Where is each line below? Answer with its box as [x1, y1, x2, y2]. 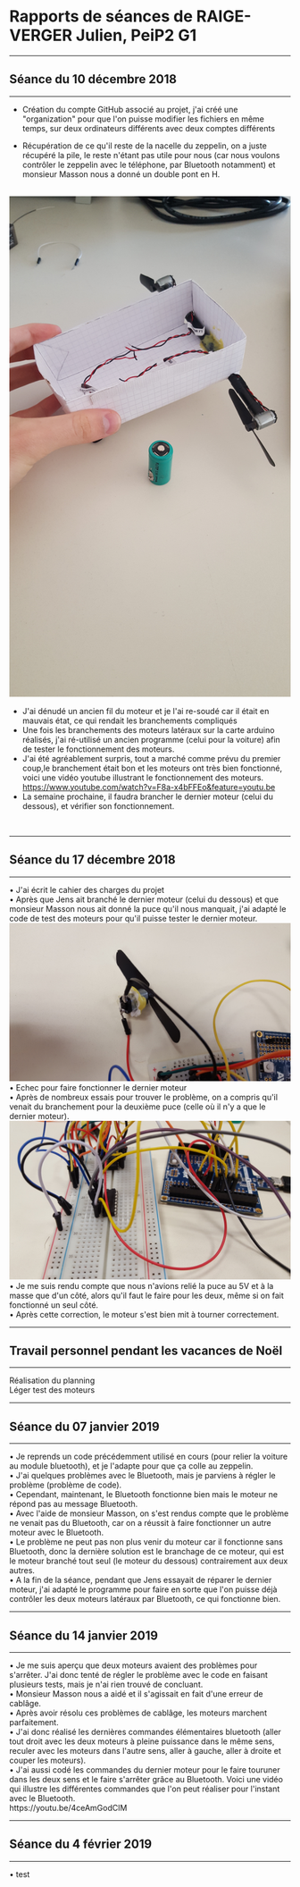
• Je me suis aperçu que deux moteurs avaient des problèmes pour [9, 1660, 258, 1671]
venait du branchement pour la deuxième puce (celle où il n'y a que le [9, 1101, 266, 1112]
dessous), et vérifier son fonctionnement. [21, 800, 175, 811]
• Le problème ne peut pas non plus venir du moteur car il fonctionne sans [9, 1537, 284, 1547]
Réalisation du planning [9, 1375, 96, 1386]
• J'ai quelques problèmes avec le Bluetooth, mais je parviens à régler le [9, 1470, 277, 1481]
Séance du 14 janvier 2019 [9, 1628, 159, 1643]
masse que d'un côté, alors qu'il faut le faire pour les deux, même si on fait [9, 1290, 284, 1301]
